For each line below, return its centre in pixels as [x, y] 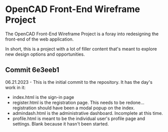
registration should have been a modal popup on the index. [73, 108]
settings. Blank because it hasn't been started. [61, 123]
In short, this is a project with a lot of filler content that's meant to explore [81, 49]
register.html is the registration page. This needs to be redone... [78, 102]
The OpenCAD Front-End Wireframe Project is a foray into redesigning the [82, 34]
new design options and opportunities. [45, 54]
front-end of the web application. [39, 39]
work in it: [16, 87]
